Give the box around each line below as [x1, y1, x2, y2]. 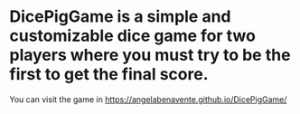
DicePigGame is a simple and [9, 6, 232, 27]
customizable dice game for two [9, 25, 256, 46]
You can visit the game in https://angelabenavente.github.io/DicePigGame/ [9, 93, 287, 105]
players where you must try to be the [9, 45, 291, 65]
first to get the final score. [9, 64, 209, 85]
